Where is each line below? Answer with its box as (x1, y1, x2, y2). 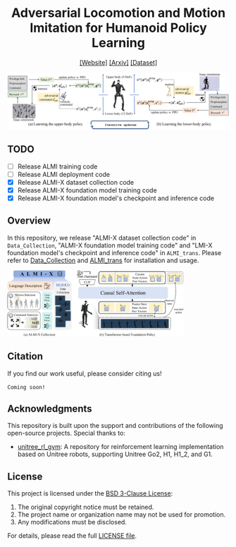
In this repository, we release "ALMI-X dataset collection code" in (7, 233, 197, 242)
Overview (7, 215, 51, 227)
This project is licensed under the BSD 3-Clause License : (7, 489, 173, 498)
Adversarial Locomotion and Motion (11, 5, 226, 21)
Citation (7, 350, 44, 362)
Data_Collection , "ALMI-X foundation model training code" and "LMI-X (7, 241, 213, 250)
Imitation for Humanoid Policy (29, 20, 208, 36)
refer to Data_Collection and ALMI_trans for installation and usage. (7, 256, 199, 264)
